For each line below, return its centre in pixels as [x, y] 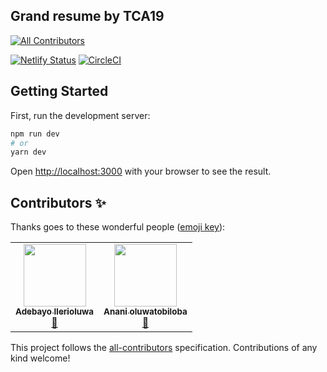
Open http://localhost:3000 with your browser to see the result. [141, 171]
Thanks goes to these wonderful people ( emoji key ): [118, 227]
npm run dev [35, 134]
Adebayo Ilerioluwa [55, 312]
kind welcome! [40, 358]
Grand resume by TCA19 [87, 16]
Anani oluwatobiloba [145, 312]
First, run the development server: [80, 115]
